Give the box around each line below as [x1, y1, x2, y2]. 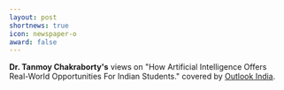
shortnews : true [9, 21, 69, 30]
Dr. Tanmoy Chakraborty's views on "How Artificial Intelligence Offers [9, 62, 267, 72]
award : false [9, 37, 58, 47]
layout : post [9, 12, 58, 22]
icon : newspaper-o [9, 29, 77, 38]
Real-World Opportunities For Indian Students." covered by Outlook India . [9, 71, 276, 82]
